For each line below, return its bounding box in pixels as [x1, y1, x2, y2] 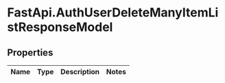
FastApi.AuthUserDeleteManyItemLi [7, 5, 219, 21]
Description [60, 67, 99, 76]
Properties [7, 47, 54, 58]
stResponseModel [7, 19, 113, 35]
